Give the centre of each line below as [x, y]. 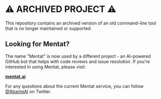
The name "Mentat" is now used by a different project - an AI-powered [78, 56]
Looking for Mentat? [37, 44]
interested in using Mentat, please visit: [45, 66]
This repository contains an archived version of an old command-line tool [81, 23]
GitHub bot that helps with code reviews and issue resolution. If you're [77, 61]
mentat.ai [15, 76]
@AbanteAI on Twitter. [28, 91]
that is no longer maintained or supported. [48, 28]
